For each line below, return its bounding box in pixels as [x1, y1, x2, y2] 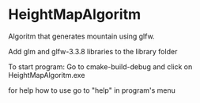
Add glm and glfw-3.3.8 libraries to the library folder [8, 46, 178, 56]
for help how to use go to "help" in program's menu [8, 85, 176, 95]
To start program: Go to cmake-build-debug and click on [8, 61, 193, 72]
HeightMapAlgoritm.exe [8, 70, 85, 79]
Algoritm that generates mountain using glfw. [8, 31, 156, 41]
